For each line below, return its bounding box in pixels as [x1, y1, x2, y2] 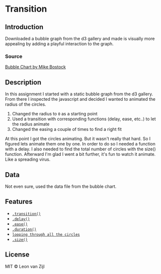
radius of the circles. [5, 101, 46, 108]
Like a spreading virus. [5, 157, 51, 163]
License [5, 251, 30, 259]
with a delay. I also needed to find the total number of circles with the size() [5, 146, 156, 152]
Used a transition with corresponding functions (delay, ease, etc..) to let [12, 116, 156, 122]
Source [5, 53, 23, 59]
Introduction [5, 23, 44, 31]
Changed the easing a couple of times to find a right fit [12, 127, 122, 132]
